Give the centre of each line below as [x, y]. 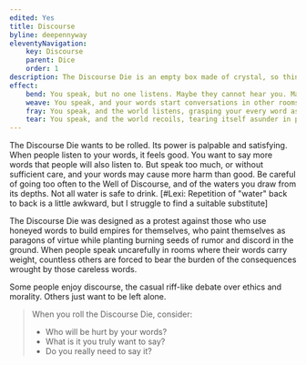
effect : [24, 86]
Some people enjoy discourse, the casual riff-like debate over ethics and [146, 287]
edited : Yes [32, 18]
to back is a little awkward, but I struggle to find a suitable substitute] [139, 203]
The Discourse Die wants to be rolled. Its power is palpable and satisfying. [148, 146]
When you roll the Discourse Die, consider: [112, 314]
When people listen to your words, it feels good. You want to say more [141, 155]
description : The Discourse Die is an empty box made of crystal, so [144, 77]
